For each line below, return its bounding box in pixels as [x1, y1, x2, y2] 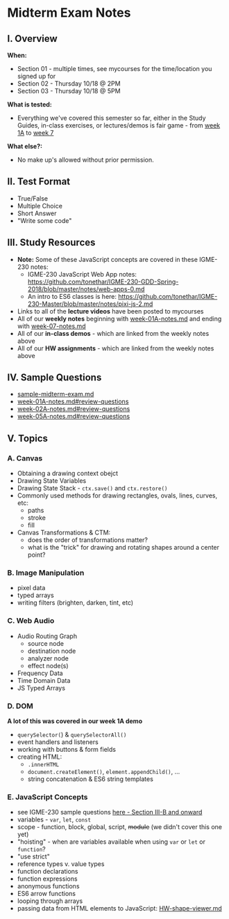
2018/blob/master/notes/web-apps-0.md [27, 284, 145, 293]
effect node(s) [27, 661, 69, 670]
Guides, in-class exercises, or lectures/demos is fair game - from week [17, 121, 221, 130]
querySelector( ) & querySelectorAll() [17, 730, 127, 739]
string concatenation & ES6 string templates [27, 775, 154, 783]
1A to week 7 [17, 129, 54, 137]
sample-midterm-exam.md [17, 390, 94, 399]
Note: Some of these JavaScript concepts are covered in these [17, 255, 198, 263]
